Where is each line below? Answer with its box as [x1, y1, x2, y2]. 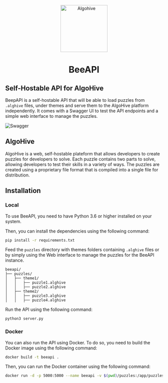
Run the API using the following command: [5, 306, 92, 313]
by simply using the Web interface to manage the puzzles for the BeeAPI [5, 252, 154, 258]
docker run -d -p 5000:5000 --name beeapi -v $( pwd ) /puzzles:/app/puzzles [5, 373, 164, 378]
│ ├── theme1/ [5, 276, 39, 281]
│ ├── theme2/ [5, 289, 39, 294]
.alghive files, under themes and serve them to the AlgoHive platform [5, 103, 149, 108]
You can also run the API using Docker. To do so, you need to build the [5, 339, 150, 345]
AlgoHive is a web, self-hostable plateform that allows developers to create [5, 150, 160, 156]
